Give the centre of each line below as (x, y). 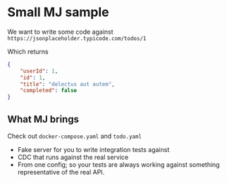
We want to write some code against (61, 32)
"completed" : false (49, 91)
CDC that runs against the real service (73, 157)
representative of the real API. (61, 172)
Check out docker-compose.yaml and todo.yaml (75, 136)
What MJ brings (43, 119)
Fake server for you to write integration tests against (93, 150)
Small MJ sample (58, 12)
